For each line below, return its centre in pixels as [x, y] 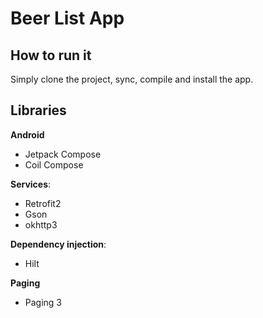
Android [27, 134]
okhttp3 [41, 224]
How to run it [51, 55]
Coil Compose [54, 164]
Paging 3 [43, 302]
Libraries [38, 110]
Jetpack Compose [63, 154]
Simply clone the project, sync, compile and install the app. [132, 79]
